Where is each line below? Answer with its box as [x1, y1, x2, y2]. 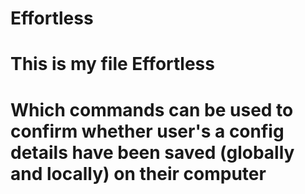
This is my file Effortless [10, 53, 215, 76]
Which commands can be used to [10, 98, 294, 121]
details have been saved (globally [10, 141, 295, 164]
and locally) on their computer [10, 162, 267, 185]
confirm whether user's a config [10, 120, 285, 142]
